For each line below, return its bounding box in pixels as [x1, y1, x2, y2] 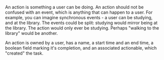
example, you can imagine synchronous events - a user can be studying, [5, 15, 153, 20]
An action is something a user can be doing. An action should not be [5, 4, 144, 10]
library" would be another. [5, 30, 58, 36]
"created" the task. [5, 50, 43, 56]
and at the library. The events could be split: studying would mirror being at [5, 20, 158, 26]
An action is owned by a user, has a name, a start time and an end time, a [5, 40, 154, 46]
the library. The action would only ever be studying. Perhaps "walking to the [5, 25, 159, 31]
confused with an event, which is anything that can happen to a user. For [5, 9, 153, 15]
